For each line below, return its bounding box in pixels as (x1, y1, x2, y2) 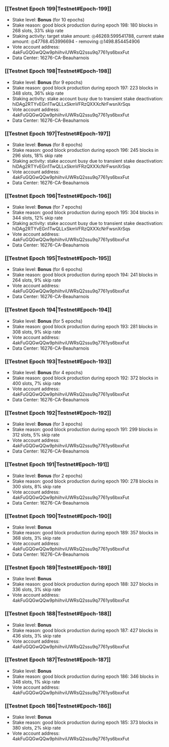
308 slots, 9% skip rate (12, 329, 61, 335)
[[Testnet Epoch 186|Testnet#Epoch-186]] (5, 702, 111, 709)
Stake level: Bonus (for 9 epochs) (12, 79, 83, 85)
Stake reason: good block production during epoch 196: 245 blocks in (12, 147, 159, 153)
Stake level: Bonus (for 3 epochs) (12, 421, 83, 427)
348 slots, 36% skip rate (12, 90, 64, 96)
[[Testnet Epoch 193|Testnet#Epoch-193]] (5, 358, 111, 365)
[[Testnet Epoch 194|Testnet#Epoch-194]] (5, 306, 112, 313)
